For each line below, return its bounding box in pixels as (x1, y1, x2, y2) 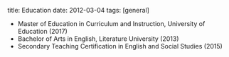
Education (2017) (17, 27, 68, 35)
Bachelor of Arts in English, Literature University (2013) (17, 34, 179, 43)
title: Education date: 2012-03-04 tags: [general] (7, 6, 149, 14)
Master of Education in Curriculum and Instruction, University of (17, 20, 206, 27)
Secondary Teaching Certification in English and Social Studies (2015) (17, 42, 223, 50)
